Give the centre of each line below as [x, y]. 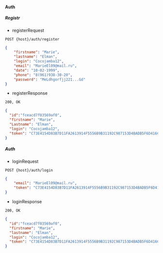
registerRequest [28, 30]
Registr [13, 18]
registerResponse [30, 93]
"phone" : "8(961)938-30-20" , [43, 75]
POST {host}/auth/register [32, 39]
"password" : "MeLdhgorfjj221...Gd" [50, 79]
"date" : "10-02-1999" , [37, 70]
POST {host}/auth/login [29, 170]
